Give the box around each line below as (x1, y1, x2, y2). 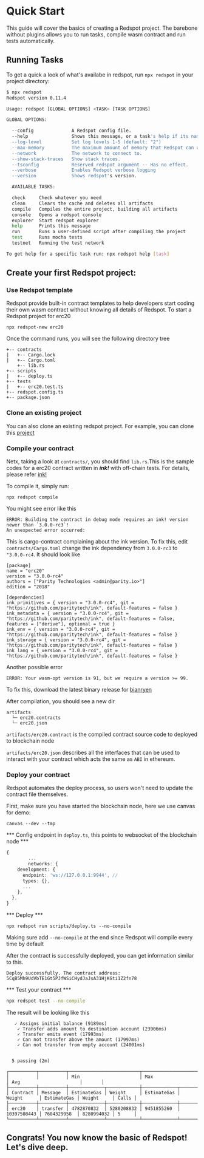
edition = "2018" (6, 584, 50, 590)
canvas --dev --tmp (6, 821, 56, 827)
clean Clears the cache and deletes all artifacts (12, 200, 154, 206)
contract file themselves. (6, 791, 69, 798)
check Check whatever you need (12, 195, 102, 201)
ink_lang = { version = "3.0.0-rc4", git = (6, 648, 118, 654)
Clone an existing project (6, 409, 82, 417)
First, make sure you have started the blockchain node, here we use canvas (6, 803, 195, 810)
